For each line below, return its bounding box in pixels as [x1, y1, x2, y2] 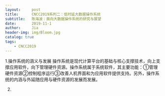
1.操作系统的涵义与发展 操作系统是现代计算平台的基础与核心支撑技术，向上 [5, 58, 156, 64]
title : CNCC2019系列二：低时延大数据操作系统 [5, 12, 101, 17]
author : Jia [5, 26, 38, 31]
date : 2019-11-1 [5, 21, 52, 26]
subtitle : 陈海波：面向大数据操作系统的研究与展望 [5, 16, 101, 21]
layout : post [5, 7, 41, 12]
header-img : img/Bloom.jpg [5, 30, 61, 35]
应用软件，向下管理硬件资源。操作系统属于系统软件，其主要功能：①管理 [9, 64, 158, 70]
